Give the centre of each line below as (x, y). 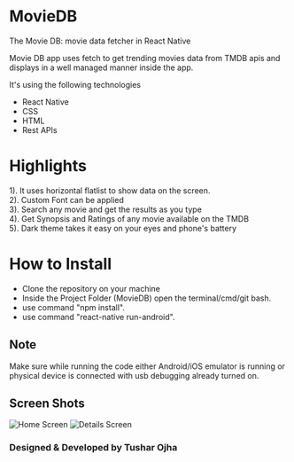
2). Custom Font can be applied (66, 200)
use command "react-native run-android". (98, 317)
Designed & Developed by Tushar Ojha (93, 448)
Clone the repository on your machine (91, 288)
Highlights (48, 166)
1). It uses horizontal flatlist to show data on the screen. (110, 190)
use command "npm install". (73, 307)
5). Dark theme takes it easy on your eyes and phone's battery (123, 228)
